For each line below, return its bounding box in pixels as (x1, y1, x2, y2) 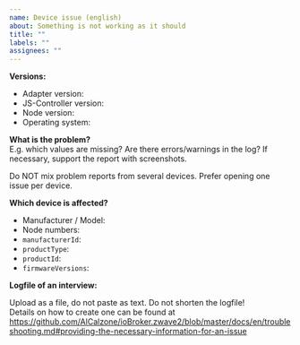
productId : (21, 253, 62, 264)
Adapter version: (21, 89, 84, 99)
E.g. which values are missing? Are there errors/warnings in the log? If (9, 144, 269, 155)
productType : (21, 244, 70, 254)
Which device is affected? (9, 198, 109, 209)
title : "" (9, 30, 47, 39)
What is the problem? (9, 134, 91, 145)
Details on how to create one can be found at (9, 306, 176, 318)
